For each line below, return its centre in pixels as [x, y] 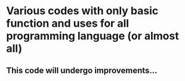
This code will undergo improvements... [82, 70]
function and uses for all [68, 23]
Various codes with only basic [82, 11]
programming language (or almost [92, 36]
